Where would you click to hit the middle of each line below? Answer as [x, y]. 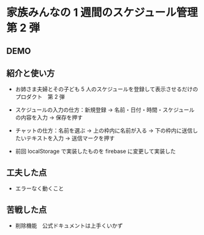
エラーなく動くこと [40, 188]
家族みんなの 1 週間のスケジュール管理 [102, 13]
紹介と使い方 [31, 73]
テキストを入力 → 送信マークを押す [70, 138]
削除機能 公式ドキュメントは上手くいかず [69, 226]
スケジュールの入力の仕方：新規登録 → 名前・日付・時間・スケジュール [105, 110]
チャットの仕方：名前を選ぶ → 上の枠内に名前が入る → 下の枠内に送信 [104, 131]
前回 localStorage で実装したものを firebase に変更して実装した [95, 152]
